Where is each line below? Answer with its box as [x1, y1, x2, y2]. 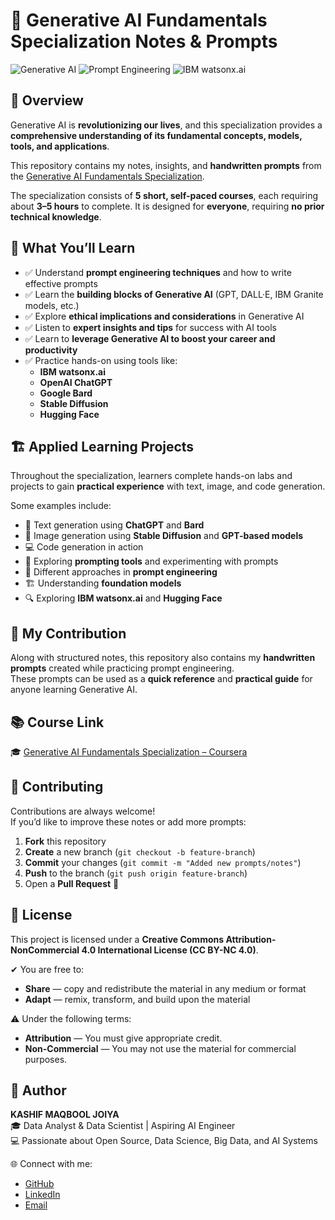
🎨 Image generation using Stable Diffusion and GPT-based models [24, 530, 304, 542]
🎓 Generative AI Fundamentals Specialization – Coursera [10, 746, 248, 758]
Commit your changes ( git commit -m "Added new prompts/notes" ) [24, 856, 302, 868]
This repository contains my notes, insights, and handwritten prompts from [10, 159, 322, 171]
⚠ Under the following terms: [10, 1012, 132, 1024]
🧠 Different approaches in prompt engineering [24, 566, 218, 578]
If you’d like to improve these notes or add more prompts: [10, 815, 247, 828]
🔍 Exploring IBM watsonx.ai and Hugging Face [24, 592, 223, 604]
